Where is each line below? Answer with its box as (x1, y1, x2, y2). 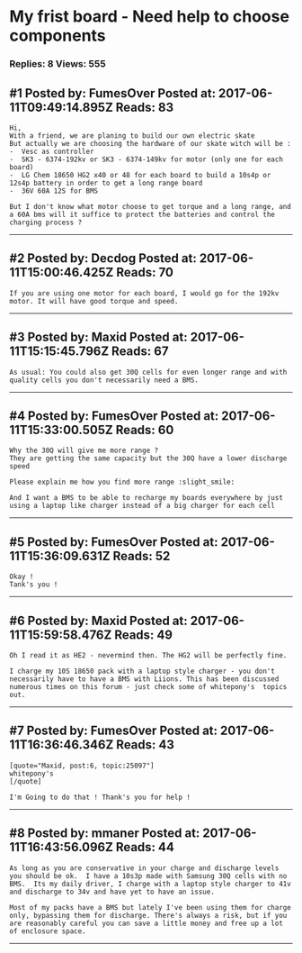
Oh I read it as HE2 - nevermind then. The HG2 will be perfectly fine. (9, 650, 288, 659)
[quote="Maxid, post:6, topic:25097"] (9, 761, 155, 770)
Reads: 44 (115, 840, 175, 855)
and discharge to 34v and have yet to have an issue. (9, 887, 216, 896)
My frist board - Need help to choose (9, 6, 290, 27)
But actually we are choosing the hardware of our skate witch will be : (9, 139, 292, 148)
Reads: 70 (116, 265, 173, 280)
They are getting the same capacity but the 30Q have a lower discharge (9, 454, 288, 463)
